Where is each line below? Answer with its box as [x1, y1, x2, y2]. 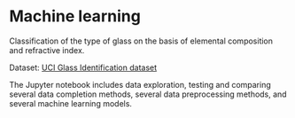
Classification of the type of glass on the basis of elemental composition [9, 35, 273, 46]
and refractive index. [9, 44, 85, 55]
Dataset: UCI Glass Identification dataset [9, 62, 158, 73]
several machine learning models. [9, 98, 133, 108]
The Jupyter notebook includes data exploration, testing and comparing [9, 79, 272, 90]
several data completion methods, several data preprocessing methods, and [9, 89, 287, 99]
